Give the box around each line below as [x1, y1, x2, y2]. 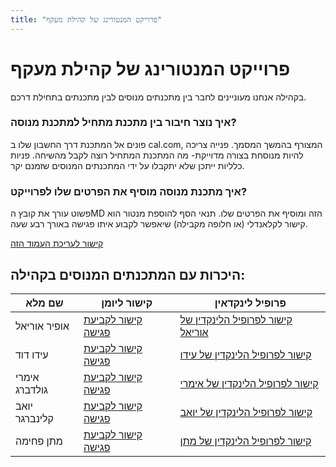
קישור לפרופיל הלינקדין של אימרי [179, 376, 319, 390]
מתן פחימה [15, 434, 63, 448]
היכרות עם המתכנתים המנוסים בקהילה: [10, 266, 246, 283]
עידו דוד [15, 347, 49, 361]
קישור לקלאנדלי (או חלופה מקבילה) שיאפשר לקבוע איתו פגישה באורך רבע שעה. [10, 218, 308, 230]
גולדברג [15, 382, 48, 396]
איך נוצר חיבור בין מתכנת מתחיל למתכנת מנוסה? [10, 116, 237, 130]
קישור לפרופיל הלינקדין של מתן [179, 434, 312, 448]
